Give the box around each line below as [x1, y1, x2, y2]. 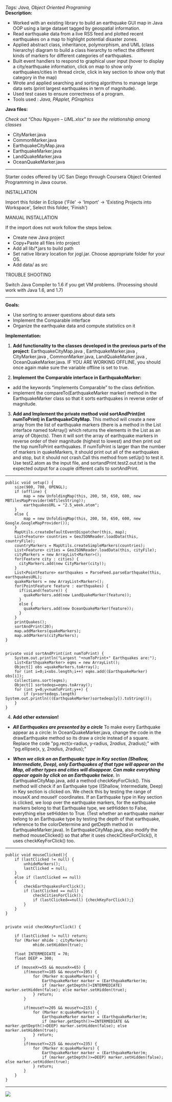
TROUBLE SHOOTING [5, 272, 51, 278]
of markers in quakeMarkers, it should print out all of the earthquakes [12, 449, 159, 455]
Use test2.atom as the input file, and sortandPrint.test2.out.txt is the [12, 460, 156, 466]
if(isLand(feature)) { [18, 588, 68, 593]
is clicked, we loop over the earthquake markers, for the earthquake [12, 799, 156, 805]
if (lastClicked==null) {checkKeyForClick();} [32, 897, 134, 903]
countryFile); [5, 539, 36, 544]
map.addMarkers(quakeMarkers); [14, 629, 81, 634]
